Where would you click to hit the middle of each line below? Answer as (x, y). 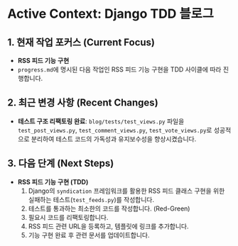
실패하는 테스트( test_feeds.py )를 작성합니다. (91, 199)
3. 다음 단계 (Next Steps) (61, 163)
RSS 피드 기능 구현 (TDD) (53, 181)
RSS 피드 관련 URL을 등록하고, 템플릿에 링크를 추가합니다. (109, 226)
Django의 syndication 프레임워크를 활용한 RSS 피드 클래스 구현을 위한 (126, 191)
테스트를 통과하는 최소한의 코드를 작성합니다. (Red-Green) (109, 208)
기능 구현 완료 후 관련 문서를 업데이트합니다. (89, 235)
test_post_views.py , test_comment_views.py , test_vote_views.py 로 (115, 130)
